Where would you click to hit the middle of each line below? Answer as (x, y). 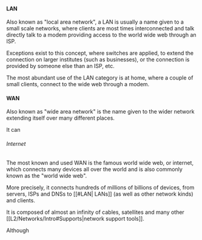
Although (18, 230)
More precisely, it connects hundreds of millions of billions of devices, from (100, 187)
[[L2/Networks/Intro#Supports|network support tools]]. (75, 218)
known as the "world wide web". (47, 176)
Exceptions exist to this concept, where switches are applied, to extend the (100, 53)
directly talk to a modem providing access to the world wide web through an (101, 35)
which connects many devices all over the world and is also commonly (95, 169)
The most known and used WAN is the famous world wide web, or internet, (100, 163)
